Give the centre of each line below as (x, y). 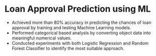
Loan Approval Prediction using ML (78, 9)
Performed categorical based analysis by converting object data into (81, 33)
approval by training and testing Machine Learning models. (71, 27)
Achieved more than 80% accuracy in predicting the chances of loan (81, 22)
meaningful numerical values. (42, 38)
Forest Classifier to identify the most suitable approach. (68, 48)
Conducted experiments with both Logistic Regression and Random (80, 43)
